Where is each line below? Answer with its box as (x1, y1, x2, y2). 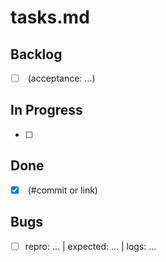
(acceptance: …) (27, 72, 96, 84)
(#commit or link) (27, 184, 98, 196)
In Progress (10, 102, 83, 119)
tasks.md (10, 6, 90, 29)
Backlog (10, 46, 63, 63)
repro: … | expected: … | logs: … (24, 240, 157, 252)
